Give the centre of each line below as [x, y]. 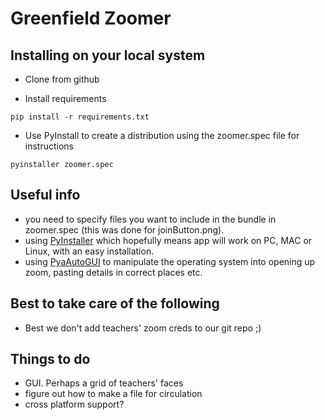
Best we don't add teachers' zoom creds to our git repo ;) [143, 328]
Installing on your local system [108, 55]
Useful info [45, 195]
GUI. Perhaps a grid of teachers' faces [104, 383]
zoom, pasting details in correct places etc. [113, 272]
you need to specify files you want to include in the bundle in [150, 219]
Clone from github [62, 79]
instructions [49, 146]
